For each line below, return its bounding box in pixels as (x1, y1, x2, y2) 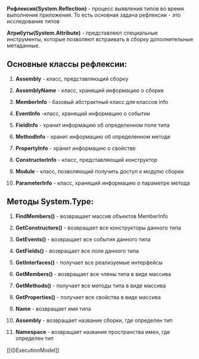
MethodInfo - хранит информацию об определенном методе (15, 133, 171, 140)
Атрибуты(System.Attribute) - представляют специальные (7, 29, 158, 36)
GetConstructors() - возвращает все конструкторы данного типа (15, 224, 181, 231)
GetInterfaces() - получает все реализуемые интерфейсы (15, 259, 163, 266)
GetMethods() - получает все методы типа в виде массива (15, 282, 166, 289)
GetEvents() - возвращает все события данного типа (15, 235, 151, 243)
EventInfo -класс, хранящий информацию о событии (15, 110, 151, 117)
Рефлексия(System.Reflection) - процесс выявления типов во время (7, 5, 184, 12)
